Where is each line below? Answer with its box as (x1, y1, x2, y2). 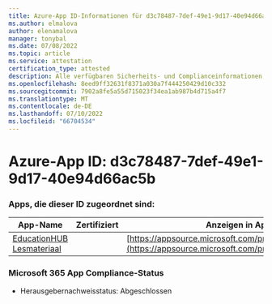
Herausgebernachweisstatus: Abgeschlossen (19, 285, 172, 296)
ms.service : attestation (8, 58, 92, 66)
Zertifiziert (75, 220, 119, 231)
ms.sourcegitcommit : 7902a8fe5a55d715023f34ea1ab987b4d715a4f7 (8, 87, 227, 96)
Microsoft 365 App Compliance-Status (8, 268, 164, 279)
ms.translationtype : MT (8, 95, 89, 103)
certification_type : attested (8, 65, 111, 73)
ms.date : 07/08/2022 (8, 42, 79, 50)
